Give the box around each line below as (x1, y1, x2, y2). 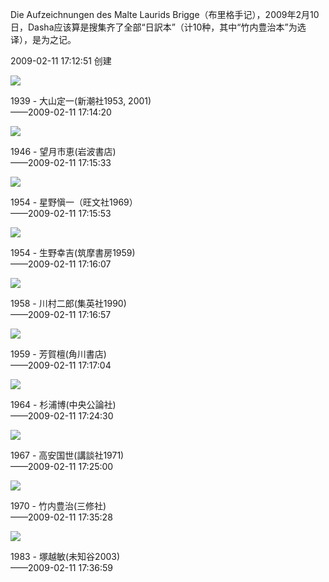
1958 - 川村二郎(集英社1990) (10, 298, 127, 309)
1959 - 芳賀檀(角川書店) (10, 348, 107, 360)
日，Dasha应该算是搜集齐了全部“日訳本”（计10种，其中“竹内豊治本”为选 (10, 21, 307, 33)
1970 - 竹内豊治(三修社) (10, 500, 107, 512)
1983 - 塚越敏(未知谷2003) (10, 551, 121, 562)
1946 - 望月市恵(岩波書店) (10, 146, 117, 157)
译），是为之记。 (10, 34, 77, 45)
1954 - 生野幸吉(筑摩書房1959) (10, 247, 136, 258)
